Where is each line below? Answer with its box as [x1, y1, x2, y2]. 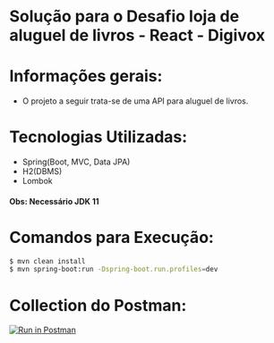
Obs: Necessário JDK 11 [9, 196, 100, 206]
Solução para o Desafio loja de [9, 6, 240, 27]
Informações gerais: [9, 66, 163, 87]
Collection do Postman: [9, 295, 187, 315]
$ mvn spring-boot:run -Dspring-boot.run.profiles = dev [9, 265, 218, 274]
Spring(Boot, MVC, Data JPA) [21, 156, 131, 167]
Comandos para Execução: [9, 227, 215, 247]
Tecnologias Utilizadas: [9, 127, 188, 147]
